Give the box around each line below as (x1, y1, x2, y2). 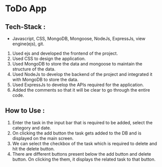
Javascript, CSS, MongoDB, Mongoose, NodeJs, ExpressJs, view (12, 35, 146, 41)
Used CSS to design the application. (12, 56, 86, 62)
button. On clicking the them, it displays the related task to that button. (12, 156, 156, 162)
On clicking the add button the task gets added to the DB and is (12, 130, 142, 136)
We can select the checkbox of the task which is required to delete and (12, 140, 157, 146)
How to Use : (5, 106, 45, 115)
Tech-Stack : (5, 23, 46, 31)
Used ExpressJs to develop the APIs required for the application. (12, 82, 144, 88)
